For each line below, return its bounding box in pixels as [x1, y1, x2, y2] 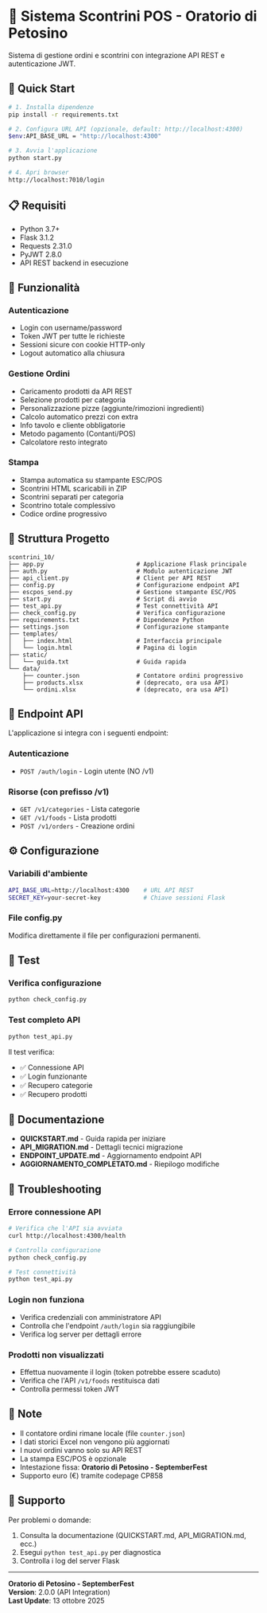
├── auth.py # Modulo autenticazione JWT [8, 567, 233, 575]
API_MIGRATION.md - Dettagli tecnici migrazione [19, 1142, 184, 1152]
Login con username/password [19, 323, 122, 333]
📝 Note [8, 1407, 42, 1421]
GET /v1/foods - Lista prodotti [19, 812, 117, 823]
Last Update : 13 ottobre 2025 [8, 1595, 105, 1605]
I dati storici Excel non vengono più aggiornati [19, 1437, 170, 1447]
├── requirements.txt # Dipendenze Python [8, 616, 204, 624]
